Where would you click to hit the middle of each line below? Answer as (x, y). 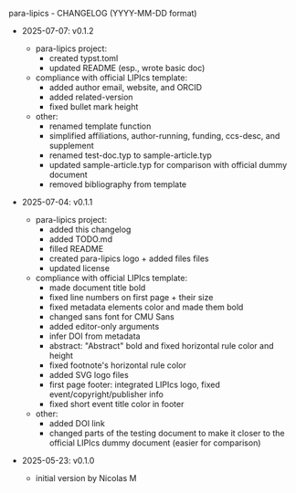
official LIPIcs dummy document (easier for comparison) (155, 443)
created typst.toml (84, 58)
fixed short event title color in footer (116, 404)
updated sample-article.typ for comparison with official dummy (168, 165)
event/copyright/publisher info (106, 394)
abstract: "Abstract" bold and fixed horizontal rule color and (161, 346)
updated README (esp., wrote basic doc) (127, 68)
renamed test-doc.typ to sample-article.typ (130, 155)
